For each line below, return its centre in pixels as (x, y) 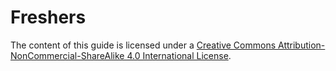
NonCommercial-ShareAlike (67, 55)
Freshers (48, 17)
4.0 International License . (179, 55)
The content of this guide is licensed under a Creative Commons (143, 45)
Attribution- (302, 45)
